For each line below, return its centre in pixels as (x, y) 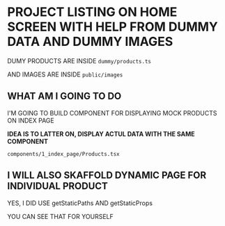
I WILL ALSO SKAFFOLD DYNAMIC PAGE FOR (107, 176)
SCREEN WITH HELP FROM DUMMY (113, 27)
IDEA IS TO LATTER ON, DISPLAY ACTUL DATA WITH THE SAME (101, 134)
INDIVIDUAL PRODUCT (57, 186)
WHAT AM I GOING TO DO (64, 96)
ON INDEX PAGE (31, 120)
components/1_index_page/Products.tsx (63, 154)
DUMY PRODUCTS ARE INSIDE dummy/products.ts (79, 60)
